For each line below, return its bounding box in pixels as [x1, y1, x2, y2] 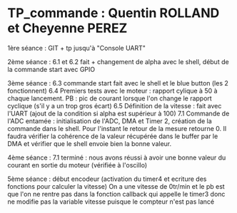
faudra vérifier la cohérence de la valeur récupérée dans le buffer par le [7, 132, 218, 140]
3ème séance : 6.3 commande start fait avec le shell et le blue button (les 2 [7, 78, 228, 87]
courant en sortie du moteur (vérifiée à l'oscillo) [7, 160, 148, 169]
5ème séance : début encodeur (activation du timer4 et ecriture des [7, 175, 207, 183]
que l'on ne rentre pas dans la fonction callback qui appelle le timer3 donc [7, 189, 226, 198]
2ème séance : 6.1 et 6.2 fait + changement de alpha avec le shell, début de [7, 57, 230, 66]
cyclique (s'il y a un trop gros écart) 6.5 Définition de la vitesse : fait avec [7, 101, 222, 110]
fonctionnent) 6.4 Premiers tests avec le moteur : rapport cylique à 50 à [7, 86, 218, 95]
